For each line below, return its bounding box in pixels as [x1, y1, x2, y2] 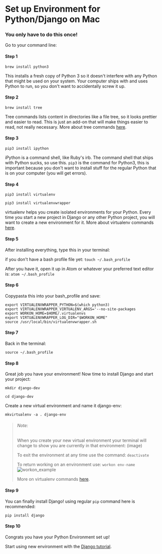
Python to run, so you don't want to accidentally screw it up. [5, 83, 126, 89]
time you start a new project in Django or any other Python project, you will [5, 215, 155, 220]
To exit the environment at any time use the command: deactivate [17, 452, 149, 458]
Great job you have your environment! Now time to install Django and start [5, 371, 153, 377]
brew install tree [5, 105, 42, 110]
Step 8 [5, 360, 18, 366]
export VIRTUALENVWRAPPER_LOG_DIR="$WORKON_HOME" [5, 315, 108, 320]
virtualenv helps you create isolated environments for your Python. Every [5, 209, 151, 215]
